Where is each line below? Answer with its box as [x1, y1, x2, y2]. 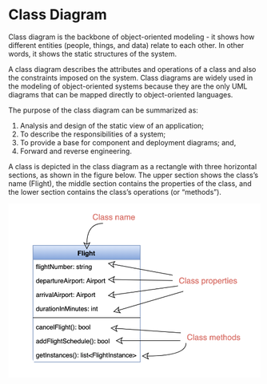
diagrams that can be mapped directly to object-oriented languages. [8, 89, 233, 99]
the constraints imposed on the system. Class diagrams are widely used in [8, 73, 253, 82]
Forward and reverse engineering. [19, 146, 132, 156]
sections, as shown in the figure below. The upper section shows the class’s [8, 170, 258, 180]
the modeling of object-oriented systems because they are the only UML [8, 81, 248, 91]
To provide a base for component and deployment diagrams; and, [19, 137, 237, 147]
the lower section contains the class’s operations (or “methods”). [8, 187, 222, 196]
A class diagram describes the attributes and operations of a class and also [8, 64, 257, 73]
